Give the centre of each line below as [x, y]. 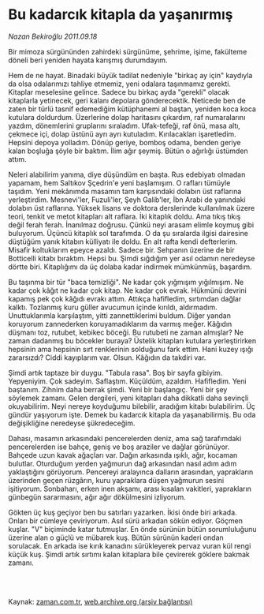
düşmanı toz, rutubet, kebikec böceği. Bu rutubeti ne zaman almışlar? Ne [126, 332]
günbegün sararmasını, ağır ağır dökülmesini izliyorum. [97, 497]
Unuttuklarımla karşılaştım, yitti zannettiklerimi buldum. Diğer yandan [119, 315]
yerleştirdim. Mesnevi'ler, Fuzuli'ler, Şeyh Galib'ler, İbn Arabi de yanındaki [127, 200]
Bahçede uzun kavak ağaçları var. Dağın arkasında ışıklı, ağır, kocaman [123, 455]
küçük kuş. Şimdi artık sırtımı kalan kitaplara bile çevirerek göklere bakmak [129, 554]
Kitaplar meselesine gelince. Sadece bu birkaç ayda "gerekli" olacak [119, 92]
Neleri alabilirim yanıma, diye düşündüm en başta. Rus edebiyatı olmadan [127, 174]
